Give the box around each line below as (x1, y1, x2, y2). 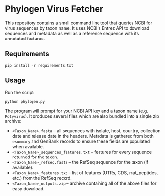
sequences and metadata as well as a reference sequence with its (5, 30, 139, 36)
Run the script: (5, 89, 35, 95)
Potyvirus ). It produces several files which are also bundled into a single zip (5, 113, 159, 119)
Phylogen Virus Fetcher (5, 3, 104, 15)
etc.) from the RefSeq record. (12, 175, 72, 181)
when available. (12, 143, 44, 149)
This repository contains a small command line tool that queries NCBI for (5, 20, 153, 26)
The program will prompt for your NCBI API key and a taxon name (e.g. (5, 108, 149, 114)
